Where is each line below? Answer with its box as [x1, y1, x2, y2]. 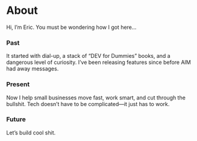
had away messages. [6, 65, 59, 72]
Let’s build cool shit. [6, 129, 56, 136]
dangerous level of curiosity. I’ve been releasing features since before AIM [6, 58, 191, 66]
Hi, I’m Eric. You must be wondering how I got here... [6, 23, 137, 31]
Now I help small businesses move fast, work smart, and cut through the [6, 94, 186, 101]
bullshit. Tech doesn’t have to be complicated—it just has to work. [6, 100, 170, 107]
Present [6, 80, 30, 89]
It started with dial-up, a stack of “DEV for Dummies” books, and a [6, 52, 170, 60]
